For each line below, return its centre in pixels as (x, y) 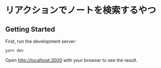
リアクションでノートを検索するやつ (81, 10)
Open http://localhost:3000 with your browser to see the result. (72, 60)
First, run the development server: (41, 41)
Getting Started (30, 29)
